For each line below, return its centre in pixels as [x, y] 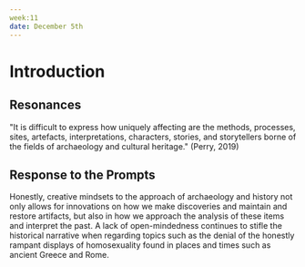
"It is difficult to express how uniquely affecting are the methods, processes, [152, 127]
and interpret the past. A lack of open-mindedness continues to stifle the [146, 226]
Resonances [46, 105]
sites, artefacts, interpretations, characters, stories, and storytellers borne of [153, 137]
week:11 [24, 18]
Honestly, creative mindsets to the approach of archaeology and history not [151, 197]
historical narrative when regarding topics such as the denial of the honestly [152, 236]
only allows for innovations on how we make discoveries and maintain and [148, 207]
